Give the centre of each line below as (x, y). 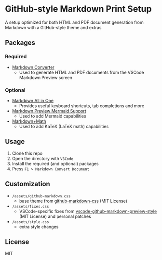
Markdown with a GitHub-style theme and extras (53, 27)
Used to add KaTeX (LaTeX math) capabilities (64, 126)
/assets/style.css (30, 222)
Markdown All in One (33, 100)
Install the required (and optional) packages (55, 163)
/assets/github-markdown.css (41, 196)
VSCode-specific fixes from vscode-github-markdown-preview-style (88, 211)
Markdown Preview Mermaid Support (49, 111)
